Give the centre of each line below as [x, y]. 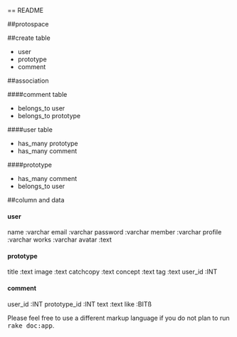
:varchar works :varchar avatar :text [60, 240]
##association [28, 81]
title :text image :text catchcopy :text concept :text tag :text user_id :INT [112, 272]
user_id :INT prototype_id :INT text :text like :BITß [79, 304]
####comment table [37, 94]
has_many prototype [48, 143]
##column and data [36, 200]
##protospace [28, 24]
